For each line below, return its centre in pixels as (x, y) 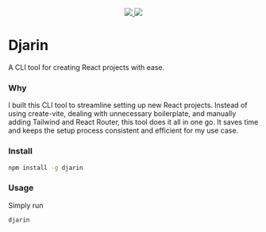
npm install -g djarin (46, 168)
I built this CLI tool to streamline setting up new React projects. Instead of (128, 105)
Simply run (26, 205)
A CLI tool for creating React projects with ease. (87, 67)
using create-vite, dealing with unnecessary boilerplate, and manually (122, 114)
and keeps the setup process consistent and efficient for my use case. (123, 130)
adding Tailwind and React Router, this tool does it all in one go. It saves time (133, 122)
